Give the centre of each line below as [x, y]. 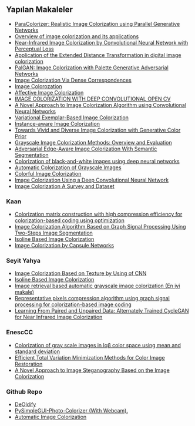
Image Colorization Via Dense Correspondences [73, 80]
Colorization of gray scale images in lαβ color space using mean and [97, 345]
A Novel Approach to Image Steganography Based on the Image [92, 370]
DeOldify [25, 404]
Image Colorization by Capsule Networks [64, 246]
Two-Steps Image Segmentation [53, 233]
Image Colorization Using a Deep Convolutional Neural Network [92, 180]
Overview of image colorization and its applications [77, 36]
